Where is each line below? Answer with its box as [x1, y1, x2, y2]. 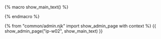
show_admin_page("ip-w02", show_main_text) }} [4, 28, 103, 34]
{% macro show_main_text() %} [4, 4, 69, 10]
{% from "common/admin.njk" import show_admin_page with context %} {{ [4, 23, 156, 29]
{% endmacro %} [4, 14, 40, 19]
